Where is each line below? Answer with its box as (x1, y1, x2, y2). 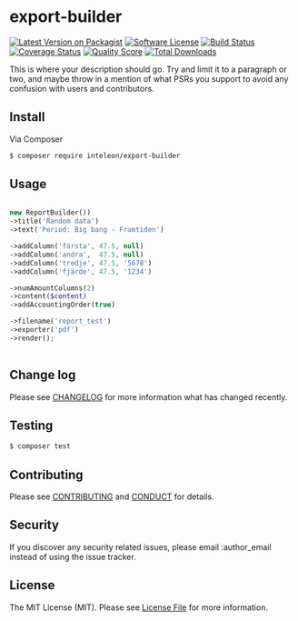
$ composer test (9, 442, 71, 451)
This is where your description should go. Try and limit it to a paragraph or (9, 64, 288, 75)
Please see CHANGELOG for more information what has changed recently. (9, 391, 288, 402)
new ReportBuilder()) (9, 208, 92, 217)
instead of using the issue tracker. (9, 551, 136, 562)
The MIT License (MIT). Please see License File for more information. (9, 602, 268, 613)
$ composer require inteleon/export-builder (9, 151, 181, 160)
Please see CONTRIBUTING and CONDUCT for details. (9, 491, 214, 502)
